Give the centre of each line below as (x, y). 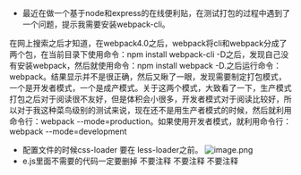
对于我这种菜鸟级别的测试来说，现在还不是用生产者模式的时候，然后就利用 (154, 110)
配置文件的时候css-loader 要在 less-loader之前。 (112, 150)
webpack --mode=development (68, 131)
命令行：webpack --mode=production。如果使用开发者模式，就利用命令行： (150, 121)
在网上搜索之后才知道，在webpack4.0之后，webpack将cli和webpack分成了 (148, 43)
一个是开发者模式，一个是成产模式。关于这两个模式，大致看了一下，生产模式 (150, 88)
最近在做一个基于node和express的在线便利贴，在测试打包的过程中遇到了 (156, 13)
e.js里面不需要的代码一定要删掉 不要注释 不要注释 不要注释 (130, 161)
